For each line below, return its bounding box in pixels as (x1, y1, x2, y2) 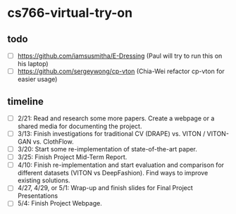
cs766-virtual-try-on (7, 5, 132, 21)
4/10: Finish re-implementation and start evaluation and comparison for (17, 160, 224, 170)
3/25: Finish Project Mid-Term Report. (17, 153, 128, 161)
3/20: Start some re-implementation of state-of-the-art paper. (17, 145, 197, 153)
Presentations (17, 191, 58, 200)
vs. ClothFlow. (32, 137, 74, 146)
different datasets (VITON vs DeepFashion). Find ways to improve (17, 169, 209, 177)
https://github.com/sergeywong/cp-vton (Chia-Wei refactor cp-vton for (17, 67, 225, 75)
